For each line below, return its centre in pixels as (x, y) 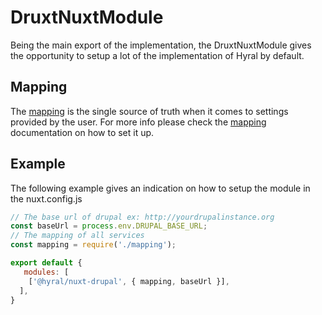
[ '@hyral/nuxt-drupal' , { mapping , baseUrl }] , (129, 281)
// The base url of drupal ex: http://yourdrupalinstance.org (142, 217)
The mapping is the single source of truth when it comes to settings (149, 111)
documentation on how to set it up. (82, 132)
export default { (46, 263)
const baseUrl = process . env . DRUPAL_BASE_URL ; (109, 226)
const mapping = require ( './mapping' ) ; (93, 245)
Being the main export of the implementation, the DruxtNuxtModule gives (161, 45)
